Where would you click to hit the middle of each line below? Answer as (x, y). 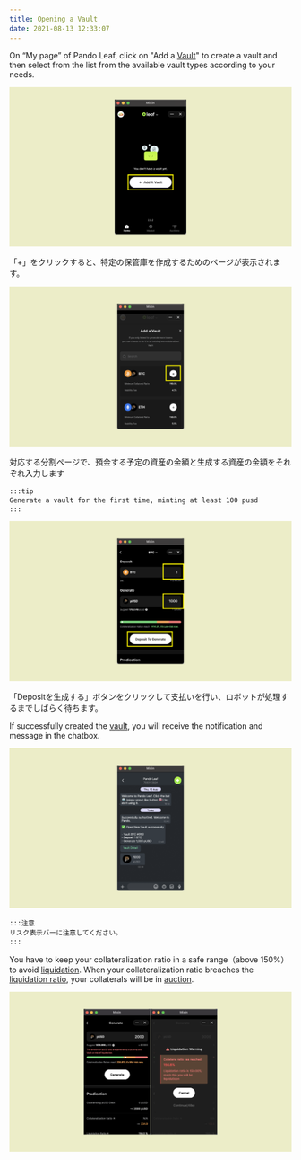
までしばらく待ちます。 (60, 708)
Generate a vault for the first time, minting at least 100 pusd (133, 500)
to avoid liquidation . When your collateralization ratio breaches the (132, 970)
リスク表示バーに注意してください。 (66, 933)
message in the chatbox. (55, 736)
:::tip (21, 491)
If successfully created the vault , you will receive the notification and (136, 726)
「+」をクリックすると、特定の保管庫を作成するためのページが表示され (141, 262)
